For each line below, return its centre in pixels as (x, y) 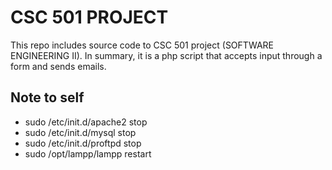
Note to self (47, 97)
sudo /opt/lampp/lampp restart (88, 153)
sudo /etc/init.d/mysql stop (80, 132)
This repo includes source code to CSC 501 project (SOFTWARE (142, 45)
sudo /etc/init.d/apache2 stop (86, 122)
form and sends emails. (58, 66)
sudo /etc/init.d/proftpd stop (83, 143)
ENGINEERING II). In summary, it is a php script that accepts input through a (166, 55)
